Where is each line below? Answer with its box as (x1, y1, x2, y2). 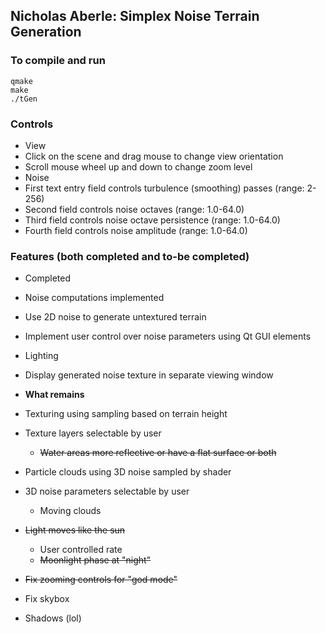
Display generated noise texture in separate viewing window (24, 369, 274, 381)
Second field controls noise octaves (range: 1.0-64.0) (24, 203, 245, 215)
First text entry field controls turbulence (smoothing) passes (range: (24, 182, 305, 194)
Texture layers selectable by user (24, 427, 162, 439)
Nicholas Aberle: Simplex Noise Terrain (10, 8, 260, 25)
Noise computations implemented (24, 292, 165, 304)
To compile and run (10, 54, 106, 68)
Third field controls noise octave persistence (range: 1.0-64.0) (24, 214, 281, 226)
